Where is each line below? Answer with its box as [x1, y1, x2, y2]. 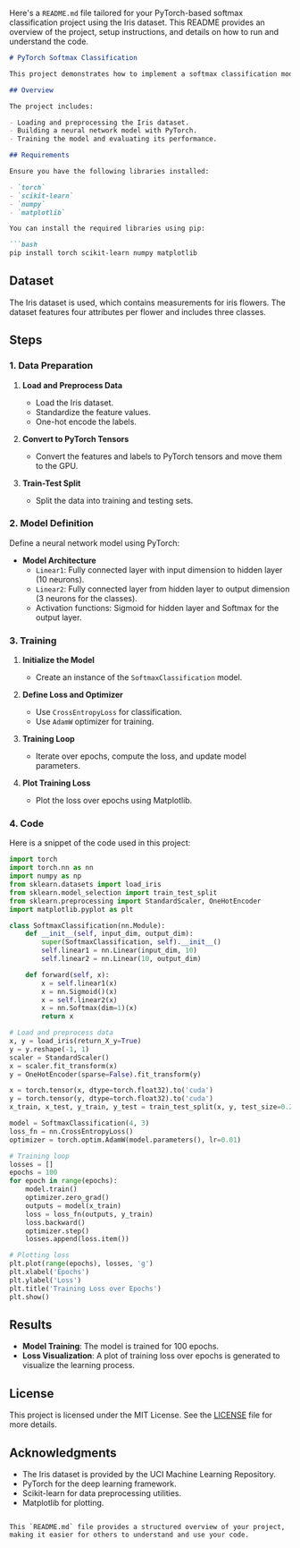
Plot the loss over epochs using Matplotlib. [35, 795, 193, 806]
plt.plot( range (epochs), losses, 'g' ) [9, 1259, 154, 1269]
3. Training [9, 634, 57, 647]
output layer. [35, 612, 82, 623]
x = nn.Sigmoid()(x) [41, 987, 118, 996]
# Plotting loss [9, 1251, 70, 1260]
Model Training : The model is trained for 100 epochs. [21, 1341, 220, 1352]
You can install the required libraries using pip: [9, 224, 205, 234]
